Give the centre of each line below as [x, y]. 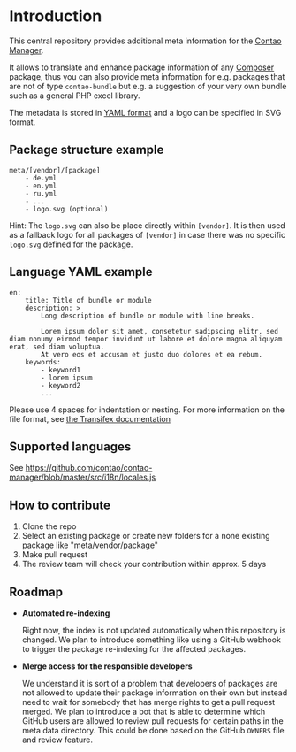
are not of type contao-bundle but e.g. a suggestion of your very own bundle [148, 86]
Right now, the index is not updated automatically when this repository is [154, 630]
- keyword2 [61, 385]
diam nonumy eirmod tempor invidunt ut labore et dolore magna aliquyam [146, 339]
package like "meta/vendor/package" [90, 545]
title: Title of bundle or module [88, 300]
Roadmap [36, 591]
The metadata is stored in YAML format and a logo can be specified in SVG [145, 112]
